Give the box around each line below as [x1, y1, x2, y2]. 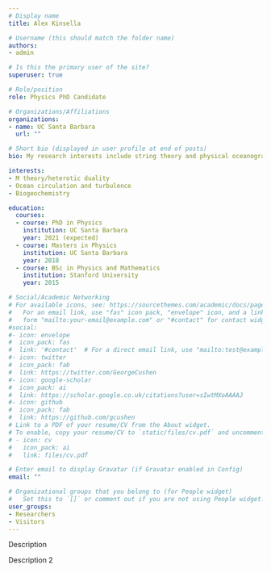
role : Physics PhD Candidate [8, 93, 106, 101]
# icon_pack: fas [8, 338, 70, 347]
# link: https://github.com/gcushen [8, 413, 135, 422]
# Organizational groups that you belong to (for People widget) [8, 487, 232, 496]
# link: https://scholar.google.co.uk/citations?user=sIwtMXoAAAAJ [8, 391, 244, 399]
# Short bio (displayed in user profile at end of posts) [8, 144, 207, 153]
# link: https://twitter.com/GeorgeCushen [8, 368, 157, 376]
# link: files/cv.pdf [8, 451, 89, 459]
